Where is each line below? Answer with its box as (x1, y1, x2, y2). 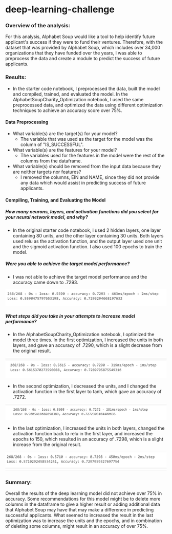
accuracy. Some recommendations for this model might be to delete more (5, 496, 161, 502)
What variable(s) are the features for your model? (12, 146, 117, 153)
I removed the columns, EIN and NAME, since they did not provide (20, 174, 160, 180)
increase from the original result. (12, 441, 82, 448)
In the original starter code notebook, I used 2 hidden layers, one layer (12, 227, 161, 233)
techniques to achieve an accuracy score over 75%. (12, 107, 123, 114)
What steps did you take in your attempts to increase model (5, 312, 136, 319)
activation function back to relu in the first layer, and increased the (12, 431, 153, 437)
